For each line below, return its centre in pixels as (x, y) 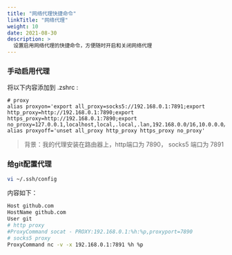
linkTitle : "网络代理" (38, 20)
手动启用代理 (29, 71)
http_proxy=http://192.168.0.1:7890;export (71, 113)
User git (20, 219)
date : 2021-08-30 (32, 33)
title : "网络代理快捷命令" (42, 13)
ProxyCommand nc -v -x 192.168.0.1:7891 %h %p (75, 245)
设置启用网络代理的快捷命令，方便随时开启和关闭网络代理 (83, 46)
